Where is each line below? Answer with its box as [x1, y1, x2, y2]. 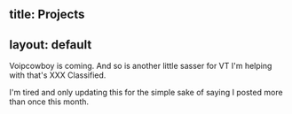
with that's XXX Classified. [9, 70, 107, 80]
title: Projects [9, 7, 85, 22]
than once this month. [9, 96, 90, 107]
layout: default [9, 37, 92, 52]
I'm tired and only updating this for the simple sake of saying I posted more [9, 87, 283, 98]
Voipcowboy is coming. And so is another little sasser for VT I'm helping [9, 61, 272, 72]
